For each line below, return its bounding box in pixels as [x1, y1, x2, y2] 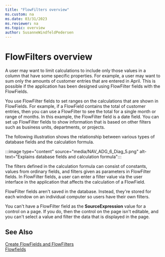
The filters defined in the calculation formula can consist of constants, [5, 163, 148, 169]
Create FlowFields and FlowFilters [5, 241, 74, 247]
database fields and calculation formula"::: [35, 154, 122, 160]
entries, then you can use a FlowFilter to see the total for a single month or [5, 108, 156, 114]
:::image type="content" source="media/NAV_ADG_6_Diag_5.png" [5, 148, 139, 154]
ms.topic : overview [5, 26, 45, 31]
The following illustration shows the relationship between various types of [5, 133, 155, 139]
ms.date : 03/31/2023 [5, 16, 48, 21]
